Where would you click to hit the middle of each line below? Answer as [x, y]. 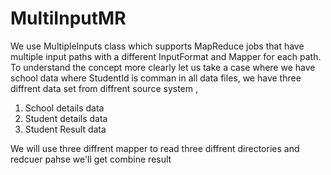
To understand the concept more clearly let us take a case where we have [163, 67]
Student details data [66, 118]
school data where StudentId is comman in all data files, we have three [156, 78]
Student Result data [65, 129]
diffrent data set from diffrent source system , [104, 88]
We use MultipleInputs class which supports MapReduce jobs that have [157, 46]
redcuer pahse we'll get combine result [91, 159]
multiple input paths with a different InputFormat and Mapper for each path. [166, 56]
